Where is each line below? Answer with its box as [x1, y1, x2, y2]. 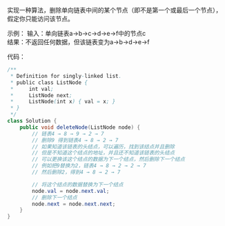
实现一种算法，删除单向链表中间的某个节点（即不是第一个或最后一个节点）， [7, 6, 222, 14]
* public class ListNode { [10, 79, 88, 86]
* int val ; [10, 85, 54, 92]
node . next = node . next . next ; [32, 201, 116, 207]
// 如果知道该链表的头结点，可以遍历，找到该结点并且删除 [32, 143, 175, 150]
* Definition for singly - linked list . [10, 72, 122, 79]
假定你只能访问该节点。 [7, 14, 74, 23]
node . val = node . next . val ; [32, 187, 110, 194]
